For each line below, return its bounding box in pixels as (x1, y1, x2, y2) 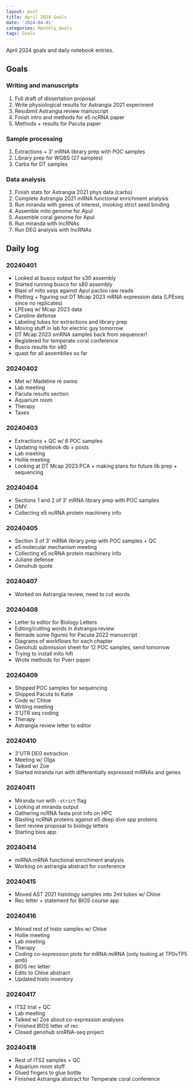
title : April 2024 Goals (6, 14, 67, 20)
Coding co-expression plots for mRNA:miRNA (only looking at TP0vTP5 (14, 950, 188, 957)
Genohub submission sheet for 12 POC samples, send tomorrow (14, 643, 170, 650)
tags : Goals (6, 31, 35, 37)
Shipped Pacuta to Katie (14, 691, 74, 698)
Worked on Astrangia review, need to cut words (14, 590, 130, 597)
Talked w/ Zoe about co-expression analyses (14, 1015, 124, 1023)
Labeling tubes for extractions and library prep (14, 318, 128, 326)
